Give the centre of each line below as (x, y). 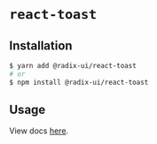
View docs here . (39, 131)
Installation (41, 45)
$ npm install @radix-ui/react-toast (79, 82)
